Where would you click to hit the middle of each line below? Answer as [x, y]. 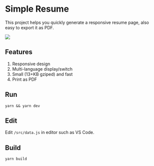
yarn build [16, 159]
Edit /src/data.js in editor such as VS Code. [50, 132]
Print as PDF [25, 79]
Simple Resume [37, 9]
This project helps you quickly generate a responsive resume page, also [77, 22]
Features [19, 52]
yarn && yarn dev [23, 106]
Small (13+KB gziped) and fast [42, 74]
